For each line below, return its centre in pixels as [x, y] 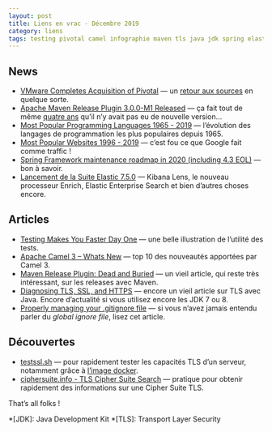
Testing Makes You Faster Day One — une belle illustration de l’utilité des [142, 239]
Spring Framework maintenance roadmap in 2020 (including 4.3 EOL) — [140, 160]
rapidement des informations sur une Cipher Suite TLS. [112, 387]
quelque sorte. [45, 100]
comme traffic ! [45, 152]
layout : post [30, 16]
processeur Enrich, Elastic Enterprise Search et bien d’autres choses [134, 186]
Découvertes [42, 342]
